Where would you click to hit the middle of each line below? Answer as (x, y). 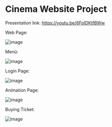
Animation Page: (22, 90)
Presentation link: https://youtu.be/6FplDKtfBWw (55, 23)
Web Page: (16, 32)
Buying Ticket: (20, 109)
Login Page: (17, 71)
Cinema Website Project (56, 9)
